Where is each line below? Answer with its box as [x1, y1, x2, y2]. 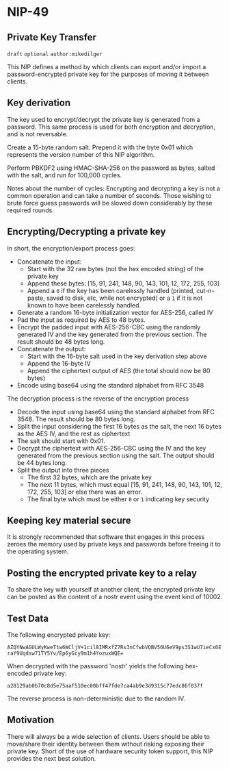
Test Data [7, 612, 49, 624]
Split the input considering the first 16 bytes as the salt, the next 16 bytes [16, 422, 222, 430]
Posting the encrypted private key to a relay [7, 567, 197, 579]
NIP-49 [7, 4, 49, 20]
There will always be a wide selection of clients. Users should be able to [7, 732, 211, 740]
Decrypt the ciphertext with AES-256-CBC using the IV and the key [16, 444, 206, 452]
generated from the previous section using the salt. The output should [16, 451, 215, 459]
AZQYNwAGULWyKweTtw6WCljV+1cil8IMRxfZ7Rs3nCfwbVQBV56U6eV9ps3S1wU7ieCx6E [7, 644, 222, 651]
